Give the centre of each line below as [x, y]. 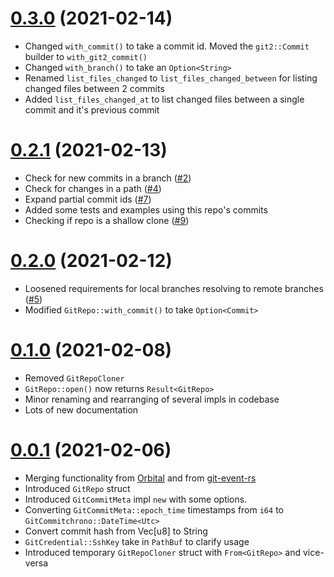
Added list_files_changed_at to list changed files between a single [164, 99]
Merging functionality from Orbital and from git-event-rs [140, 478]
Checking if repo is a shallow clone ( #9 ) [107, 220]
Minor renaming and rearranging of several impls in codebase [152, 399]
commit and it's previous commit [92, 109]
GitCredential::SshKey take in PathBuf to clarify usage [137, 541]
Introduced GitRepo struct [77, 488]
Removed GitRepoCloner [74, 378]
